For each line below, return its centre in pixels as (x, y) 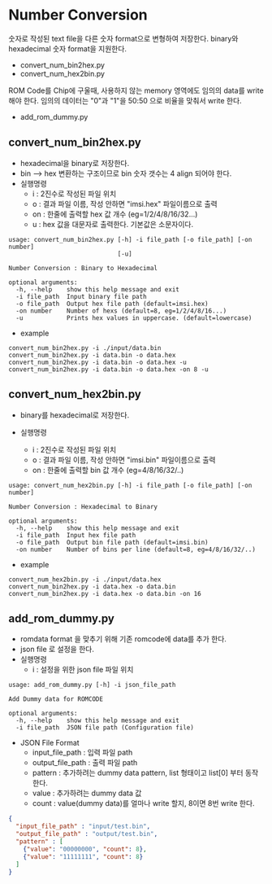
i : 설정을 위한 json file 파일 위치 (83, 670)
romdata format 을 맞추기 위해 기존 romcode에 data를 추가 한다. (123, 639)
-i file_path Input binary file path (82, 296)
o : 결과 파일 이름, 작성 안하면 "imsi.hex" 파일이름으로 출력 (125, 203)
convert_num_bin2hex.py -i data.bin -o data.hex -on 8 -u (108, 369)
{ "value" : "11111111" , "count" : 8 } (83, 856)
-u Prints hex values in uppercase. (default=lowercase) (134, 318)
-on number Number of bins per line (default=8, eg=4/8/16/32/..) (136, 549)
